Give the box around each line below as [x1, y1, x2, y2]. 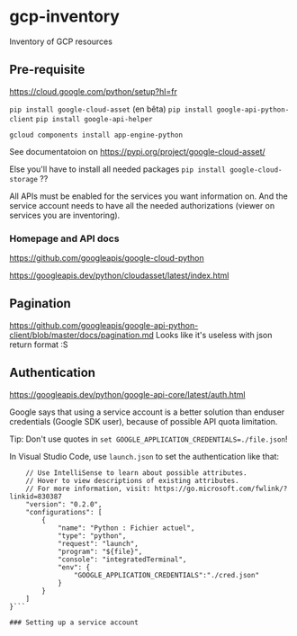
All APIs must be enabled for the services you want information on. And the [9, 191, 288, 202]
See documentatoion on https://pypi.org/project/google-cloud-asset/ [9, 146, 265, 157]
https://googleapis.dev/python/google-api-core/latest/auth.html [9, 389, 246, 399]
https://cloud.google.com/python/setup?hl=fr [9, 85, 177, 96]
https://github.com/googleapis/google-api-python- [9, 319, 199, 330]
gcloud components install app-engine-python [9, 130, 183, 139]
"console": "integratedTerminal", [57, 555, 187, 564]
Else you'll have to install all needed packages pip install [9, 164, 227, 175]
